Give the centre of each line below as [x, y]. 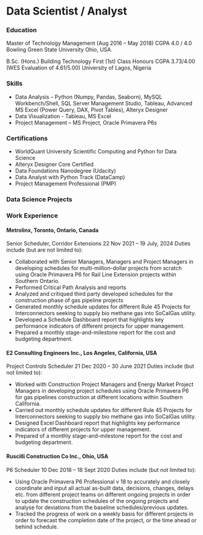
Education [22, 30]
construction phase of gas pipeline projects [69, 301]
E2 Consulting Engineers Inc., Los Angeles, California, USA [82, 353]
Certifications [27, 138]
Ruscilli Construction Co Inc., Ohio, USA [57, 456]
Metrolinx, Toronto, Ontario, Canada [52, 230]
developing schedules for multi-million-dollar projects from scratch [98, 268]
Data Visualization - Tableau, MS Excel [63, 116]
